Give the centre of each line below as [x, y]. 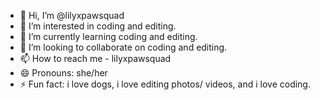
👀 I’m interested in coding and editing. [98, 26]
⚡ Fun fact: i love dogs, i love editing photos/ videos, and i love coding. [165, 84]
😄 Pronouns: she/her [63, 73]
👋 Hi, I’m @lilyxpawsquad [72, 15]
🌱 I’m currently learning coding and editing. [108, 36]
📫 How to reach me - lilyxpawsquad [95, 58]
